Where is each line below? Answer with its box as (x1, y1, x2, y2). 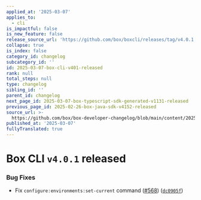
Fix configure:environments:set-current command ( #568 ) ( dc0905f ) (14, 187, 184, 194)
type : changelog (6, 82, 47, 88)
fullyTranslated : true (6, 126, 63, 132)
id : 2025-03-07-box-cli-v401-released (6, 64, 103, 71)
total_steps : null (6, 76, 52, 82)
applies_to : (6, 14, 36, 20)
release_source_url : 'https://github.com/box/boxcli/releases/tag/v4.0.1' (6, 37, 197, 43)
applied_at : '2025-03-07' (6, 8, 71, 15)
